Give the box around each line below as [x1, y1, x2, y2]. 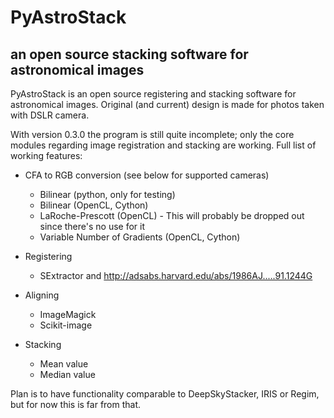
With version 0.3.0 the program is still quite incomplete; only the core [10, 129, 295, 140]
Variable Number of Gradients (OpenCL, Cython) [39, 231, 241, 243]
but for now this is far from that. [10, 399, 142, 410]
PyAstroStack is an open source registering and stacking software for [10, 88, 297, 100]
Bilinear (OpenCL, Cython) [39, 199, 149, 211]
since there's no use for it [39, 221, 145, 232]
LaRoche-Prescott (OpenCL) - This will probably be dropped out [39, 210, 305, 221]
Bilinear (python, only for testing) [39, 189, 176, 200]
